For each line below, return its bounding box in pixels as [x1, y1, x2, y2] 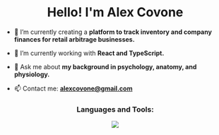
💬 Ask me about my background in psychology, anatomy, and [13, 62, 197, 71]
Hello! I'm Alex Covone [47, 4, 184, 20]
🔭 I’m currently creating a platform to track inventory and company [13, 28, 212, 36]
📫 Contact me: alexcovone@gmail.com [13, 84, 133, 93]
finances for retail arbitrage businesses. [13, 35, 136, 43]
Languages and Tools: [76, 104, 154, 114]
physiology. [13, 70, 50, 78]
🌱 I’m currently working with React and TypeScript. [13, 49, 165, 57]
